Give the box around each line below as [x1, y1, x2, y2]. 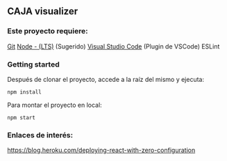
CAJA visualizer [7, 6, 78, 17]
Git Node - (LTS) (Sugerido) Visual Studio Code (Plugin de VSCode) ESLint [7, 42, 220, 51]
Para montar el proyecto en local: [7, 101, 102, 109]
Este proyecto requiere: [7, 26, 88, 36]
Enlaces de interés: [7, 130, 74, 139]
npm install [7, 88, 42, 96]
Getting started [7, 59, 60, 69]
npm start [7, 114, 36, 121]
